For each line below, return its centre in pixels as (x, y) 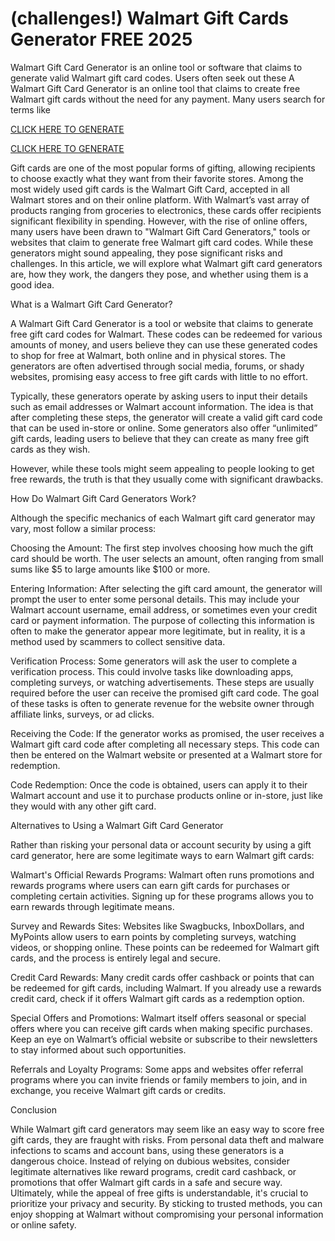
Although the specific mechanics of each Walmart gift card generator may (163, 518)
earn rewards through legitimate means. (92, 906)
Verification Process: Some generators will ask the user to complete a (154, 661)
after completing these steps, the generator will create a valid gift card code (166, 417)
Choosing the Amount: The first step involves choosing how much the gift (162, 548)
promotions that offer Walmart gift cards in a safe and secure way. (146, 1182)
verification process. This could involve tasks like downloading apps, (152, 671)
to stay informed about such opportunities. (98, 1049)
